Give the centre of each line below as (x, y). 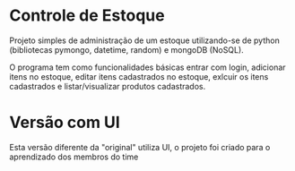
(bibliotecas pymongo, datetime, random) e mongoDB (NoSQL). (126, 49)
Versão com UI (65, 123)
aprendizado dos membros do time (74, 157)
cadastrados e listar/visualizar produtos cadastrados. (108, 86)
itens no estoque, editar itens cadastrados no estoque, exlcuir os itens (139, 76)
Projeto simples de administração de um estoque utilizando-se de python (144, 40)
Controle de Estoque (87, 16)
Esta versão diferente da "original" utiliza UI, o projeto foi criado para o (140, 147)
